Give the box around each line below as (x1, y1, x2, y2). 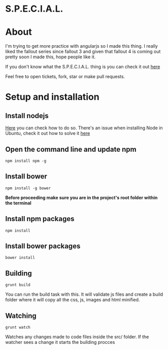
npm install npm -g (5, 158, 47, 163)
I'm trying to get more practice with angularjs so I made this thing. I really (5, 43, 158, 49)
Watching (5, 311, 37, 320)
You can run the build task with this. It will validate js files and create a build (5, 291, 163, 297)
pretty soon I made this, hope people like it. (5, 54, 96, 60)
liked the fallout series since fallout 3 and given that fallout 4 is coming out (5, 49, 161, 55)
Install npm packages (5, 215, 75, 223)
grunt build (5, 283, 30, 288)
